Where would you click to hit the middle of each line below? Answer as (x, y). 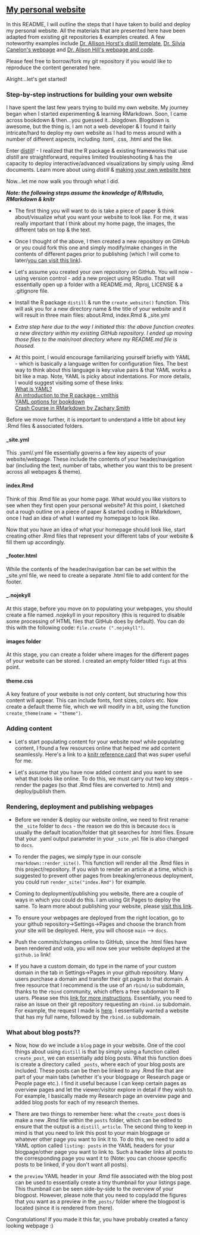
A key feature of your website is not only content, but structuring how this (96, 694)
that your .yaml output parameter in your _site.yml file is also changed (101, 838)
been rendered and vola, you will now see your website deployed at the (102, 948)
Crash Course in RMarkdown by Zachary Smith (72, 408)
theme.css (20, 681)
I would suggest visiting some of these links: (69, 383)
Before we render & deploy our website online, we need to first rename (101, 819)
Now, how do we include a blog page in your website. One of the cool (100, 1045)
